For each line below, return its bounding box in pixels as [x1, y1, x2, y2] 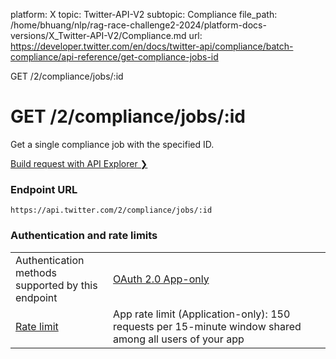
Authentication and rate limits [10, 229, 158, 243]
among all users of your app [113, 332, 245, 346]
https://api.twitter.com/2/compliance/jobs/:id [10, 205, 213, 216]
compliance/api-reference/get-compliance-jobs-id [10, 51, 219, 63]
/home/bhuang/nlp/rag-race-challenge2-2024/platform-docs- [10, 19, 267, 31]
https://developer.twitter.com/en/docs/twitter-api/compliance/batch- [10, 40, 294, 52]
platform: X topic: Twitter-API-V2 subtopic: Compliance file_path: [10, 9, 278, 20]
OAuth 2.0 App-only [113, 272, 210, 286]
